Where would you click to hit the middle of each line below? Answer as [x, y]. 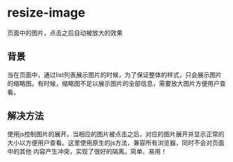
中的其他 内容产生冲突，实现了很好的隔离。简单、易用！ [87, 151]
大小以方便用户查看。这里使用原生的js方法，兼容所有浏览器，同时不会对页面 [116, 143]
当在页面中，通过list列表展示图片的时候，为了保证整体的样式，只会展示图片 [114, 75]
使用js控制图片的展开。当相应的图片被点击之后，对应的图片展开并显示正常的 [116, 134]
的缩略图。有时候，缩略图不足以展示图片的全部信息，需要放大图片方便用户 [113, 83]
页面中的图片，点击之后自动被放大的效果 [65, 33]
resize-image [46, 13]
